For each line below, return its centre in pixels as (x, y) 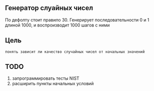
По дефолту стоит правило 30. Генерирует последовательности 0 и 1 (77, 20)
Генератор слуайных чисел (49, 8)
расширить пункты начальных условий (53, 84)
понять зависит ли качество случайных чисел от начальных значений (75, 52)
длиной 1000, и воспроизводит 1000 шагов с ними (58, 25)
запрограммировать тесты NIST (46, 78)
